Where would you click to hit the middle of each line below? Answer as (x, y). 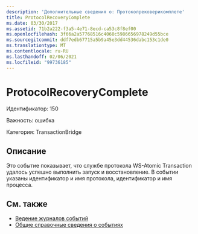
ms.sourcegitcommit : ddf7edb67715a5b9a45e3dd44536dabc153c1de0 (88, 40)
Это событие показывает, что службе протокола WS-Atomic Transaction (99, 166)
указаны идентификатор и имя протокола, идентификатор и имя (89, 179)
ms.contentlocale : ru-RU (37, 51)
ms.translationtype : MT (36, 46)
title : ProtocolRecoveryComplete (48, 17)
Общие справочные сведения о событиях (69, 225)
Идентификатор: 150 (32, 109)
